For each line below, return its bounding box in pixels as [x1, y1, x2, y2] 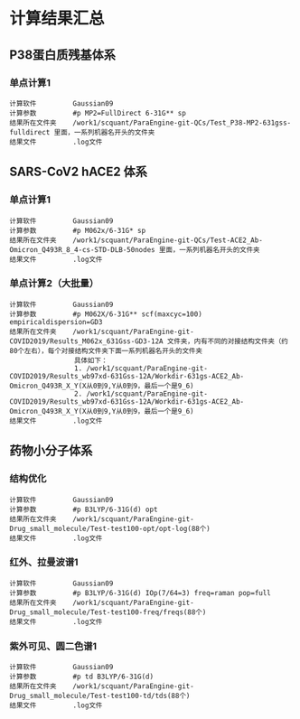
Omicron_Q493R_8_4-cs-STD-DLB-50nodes [9, 245, 155, 254]
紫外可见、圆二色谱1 [9, 640, 98, 652]
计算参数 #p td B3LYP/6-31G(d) [9, 672, 155, 682]
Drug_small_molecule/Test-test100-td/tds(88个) [9, 692, 191, 701]
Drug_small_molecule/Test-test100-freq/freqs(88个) [9, 607, 207, 617]
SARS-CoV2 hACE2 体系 [9, 164, 147, 180]
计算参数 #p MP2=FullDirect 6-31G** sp [9, 108, 187, 117]
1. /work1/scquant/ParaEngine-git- [73, 363, 208, 373]
